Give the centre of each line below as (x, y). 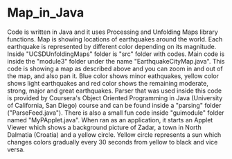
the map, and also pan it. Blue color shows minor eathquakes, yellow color (113, 76)
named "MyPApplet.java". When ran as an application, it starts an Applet (110, 120)
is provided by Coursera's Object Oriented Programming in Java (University (115, 97)
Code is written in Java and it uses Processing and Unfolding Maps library (113, 32)
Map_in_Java (46, 13)
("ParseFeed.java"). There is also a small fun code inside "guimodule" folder (116, 113)
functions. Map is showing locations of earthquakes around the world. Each (115, 39)
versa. (16, 149)
